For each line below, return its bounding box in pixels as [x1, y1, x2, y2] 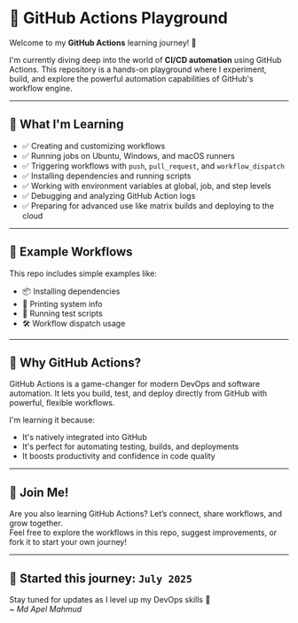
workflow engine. [9, 83, 73, 93]
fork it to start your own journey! [9, 537, 127, 548]
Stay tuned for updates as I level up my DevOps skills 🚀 [9, 595, 211, 604]
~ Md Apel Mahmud [9, 603, 82, 614]
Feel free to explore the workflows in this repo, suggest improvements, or [9, 527, 278, 538]
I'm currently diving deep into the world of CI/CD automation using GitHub [9, 54, 282, 65]
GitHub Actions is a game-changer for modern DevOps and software [9, 379, 260, 390]
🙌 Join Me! [9, 485, 69, 500]
